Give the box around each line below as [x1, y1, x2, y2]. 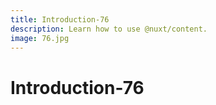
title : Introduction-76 [10, 14, 110, 25]
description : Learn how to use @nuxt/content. [10, 24, 208, 34]
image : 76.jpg [10, 33, 70, 43]
